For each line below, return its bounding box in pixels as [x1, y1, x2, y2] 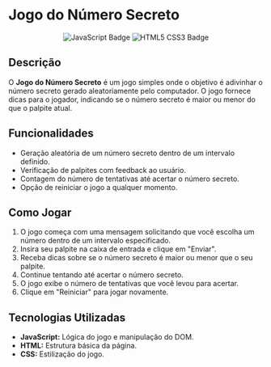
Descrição [8, 56, 61, 70]
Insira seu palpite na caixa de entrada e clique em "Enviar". [19, 244, 217, 254]
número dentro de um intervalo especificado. [19, 236, 171, 246]
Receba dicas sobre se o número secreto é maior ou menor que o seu [19, 253, 253, 263]
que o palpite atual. [8, 103, 73, 112]
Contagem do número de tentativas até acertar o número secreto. [19, 174, 240, 183]
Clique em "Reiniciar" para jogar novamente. [19, 287, 169, 297]
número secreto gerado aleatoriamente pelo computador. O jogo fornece [8, 86, 252, 95]
